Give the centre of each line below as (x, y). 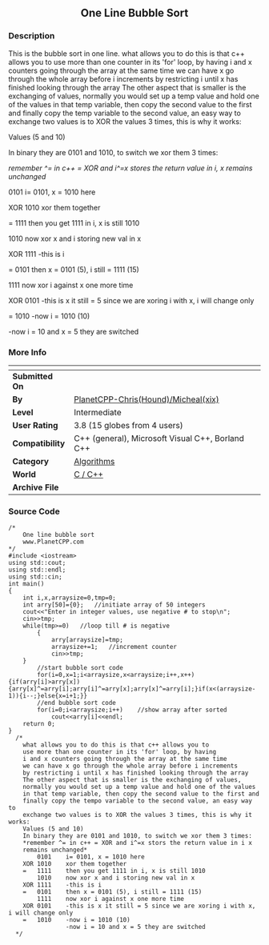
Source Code (34, 511)
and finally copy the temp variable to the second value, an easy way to (125, 113)
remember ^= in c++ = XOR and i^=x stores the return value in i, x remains (130, 168)
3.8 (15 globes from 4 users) (128, 425)
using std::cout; (37, 563)
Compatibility (39, 443)
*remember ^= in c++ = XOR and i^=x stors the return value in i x (137, 843)
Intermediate (97, 412)
